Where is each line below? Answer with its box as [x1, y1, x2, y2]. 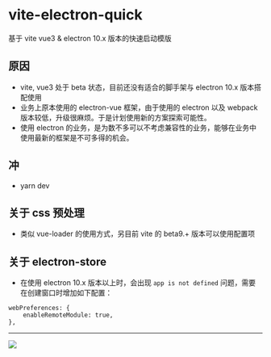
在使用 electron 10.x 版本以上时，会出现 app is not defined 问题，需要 [19, 278, 256, 288]
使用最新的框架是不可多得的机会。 [19, 132, 134, 142]
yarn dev [19, 180, 50, 191]
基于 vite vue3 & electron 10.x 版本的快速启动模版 [8, 33, 172, 43]
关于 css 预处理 [8, 206, 85, 220]
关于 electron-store [8, 254, 107, 268]
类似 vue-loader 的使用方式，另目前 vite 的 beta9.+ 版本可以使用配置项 [19, 229, 256, 239]
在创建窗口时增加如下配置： [19, 288, 113, 298]
